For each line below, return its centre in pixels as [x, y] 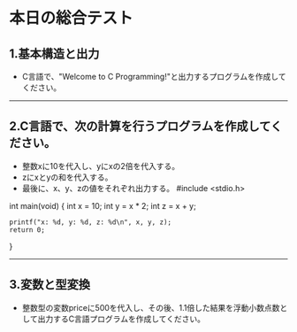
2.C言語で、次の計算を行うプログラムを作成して [140, 126]
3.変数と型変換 [50, 285]
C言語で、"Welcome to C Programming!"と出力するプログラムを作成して [154, 77]
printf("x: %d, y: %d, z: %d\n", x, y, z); [91, 222]
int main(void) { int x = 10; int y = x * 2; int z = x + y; [103, 205]
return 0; [27, 230]
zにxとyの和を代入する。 [67, 177]
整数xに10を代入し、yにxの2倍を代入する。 [101, 166]
